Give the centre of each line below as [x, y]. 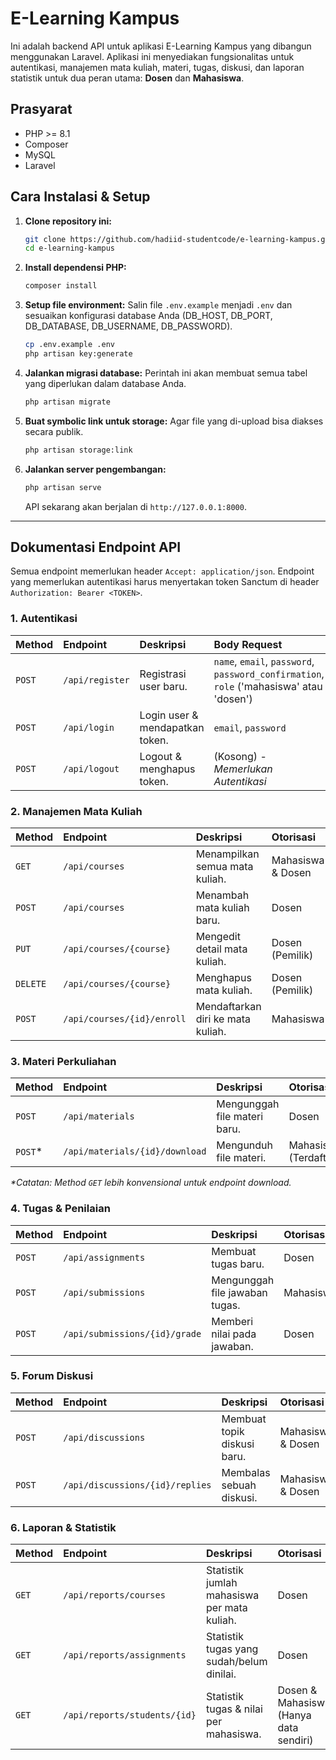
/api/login [89, 727]
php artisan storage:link [78, 450]
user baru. [163, 686]
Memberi [232, 1321]
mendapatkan [172, 727]
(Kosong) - [240, 756]
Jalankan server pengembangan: [95, 469]
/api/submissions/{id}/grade [132, 1333]
